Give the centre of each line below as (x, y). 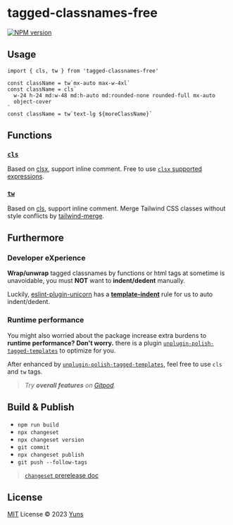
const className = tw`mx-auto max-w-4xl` (69, 83)
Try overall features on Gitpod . (70, 385)
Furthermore (36, 238)
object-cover (33, 101)
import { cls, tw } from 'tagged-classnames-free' (83, 71)
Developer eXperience (46, 258)
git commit (33, 447)
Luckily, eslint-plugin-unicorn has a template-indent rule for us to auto (110, 294)
